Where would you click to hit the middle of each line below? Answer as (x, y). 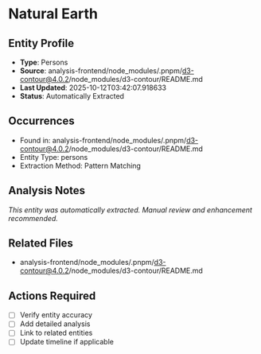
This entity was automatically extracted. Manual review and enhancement (130, 210)
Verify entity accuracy (56, 315)
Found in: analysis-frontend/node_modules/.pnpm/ (103, 140)
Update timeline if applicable (66, 342)
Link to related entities (56, 333)
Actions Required (52, 296)
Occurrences (41, 121)
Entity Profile (41, 43)
